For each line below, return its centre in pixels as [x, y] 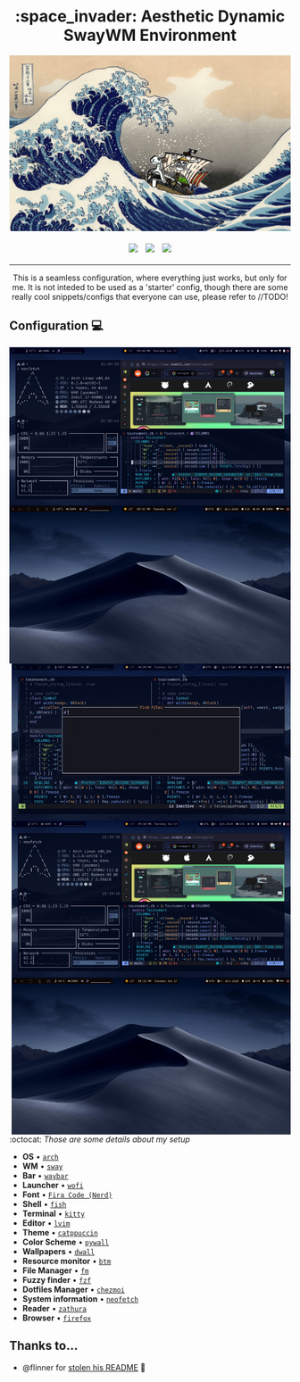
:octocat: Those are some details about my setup [100, 1139]
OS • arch [41, 1156]
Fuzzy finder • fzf [57, 1279]
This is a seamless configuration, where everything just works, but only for [150, 278]
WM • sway [42, 1166]
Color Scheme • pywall [66, 1242]
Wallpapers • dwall [58, 1251]
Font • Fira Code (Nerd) [67, 1195]
